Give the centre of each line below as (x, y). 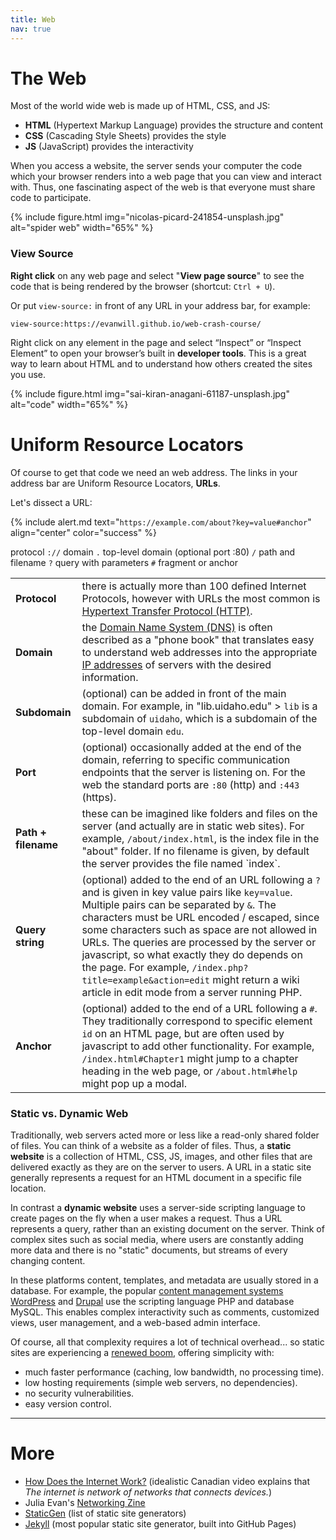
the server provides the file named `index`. (181, 863)
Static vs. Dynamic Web (69, 1113)
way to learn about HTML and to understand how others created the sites (161, 363)
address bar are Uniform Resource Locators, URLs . (115, 483)
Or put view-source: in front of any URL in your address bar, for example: (160, 305)
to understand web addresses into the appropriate (199, 652)
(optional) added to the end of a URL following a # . (199, 1008)
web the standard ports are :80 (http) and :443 (190, 784)
